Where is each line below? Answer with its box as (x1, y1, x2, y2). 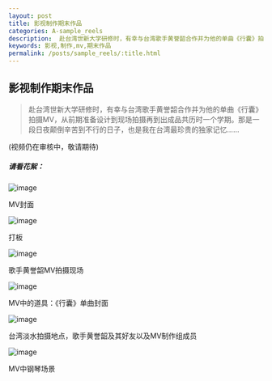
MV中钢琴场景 (8, 363, 56, 373)
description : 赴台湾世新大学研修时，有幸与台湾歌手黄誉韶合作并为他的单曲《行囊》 (8, 34, 258, 43)
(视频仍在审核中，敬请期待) (8, 142, 100, 151)
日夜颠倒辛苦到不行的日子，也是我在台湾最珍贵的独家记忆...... (35, 125, 240, 134)
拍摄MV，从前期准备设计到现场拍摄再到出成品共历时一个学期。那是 (28, 114, 253, 124)
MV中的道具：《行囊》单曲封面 (8, 298, 109, 307)
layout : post (8, 11, 53, 20)
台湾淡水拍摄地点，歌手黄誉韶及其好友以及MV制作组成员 (8, 331, 198, 341)
